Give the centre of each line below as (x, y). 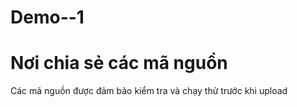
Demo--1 (47, 17)
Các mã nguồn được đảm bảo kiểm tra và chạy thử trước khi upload (149, 91)
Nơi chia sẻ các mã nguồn (119, 63)
